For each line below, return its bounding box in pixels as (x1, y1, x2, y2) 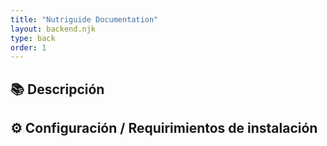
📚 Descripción (10, 81, 105, 98)
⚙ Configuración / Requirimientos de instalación (10, 120, 318, 137)
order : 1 (10, 42, 47, 53)
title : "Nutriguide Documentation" (10, 14, 159, 25)
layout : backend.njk (10, 24, 97, 34)
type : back (10, 33, 56, 43)
